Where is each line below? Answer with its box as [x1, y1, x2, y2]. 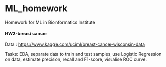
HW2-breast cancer [5, 31, 47, 36]
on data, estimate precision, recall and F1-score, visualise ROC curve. [5, 56, 147, 62]
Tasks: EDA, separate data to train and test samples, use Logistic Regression [5, 51, 162, 57]
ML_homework [5, 3, 68, 14]
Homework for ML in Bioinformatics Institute [5, 19, 95, 25]
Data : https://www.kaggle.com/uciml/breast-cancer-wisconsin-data [5, 41, 145, 47]
